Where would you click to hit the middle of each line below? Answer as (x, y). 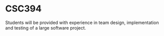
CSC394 (23, 9)
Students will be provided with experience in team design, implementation (82, 22)
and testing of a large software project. (46, 27)
